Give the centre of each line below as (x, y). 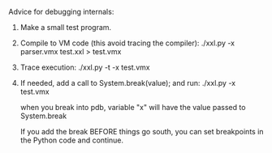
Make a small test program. (66, 27)
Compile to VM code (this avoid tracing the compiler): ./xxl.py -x (127, 43)
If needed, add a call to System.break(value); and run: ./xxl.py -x (128, 83)
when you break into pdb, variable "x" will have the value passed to (133, 107)
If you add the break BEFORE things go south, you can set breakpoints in (142, 132)
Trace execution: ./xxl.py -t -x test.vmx (85, 67)
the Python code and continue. (72, 140)
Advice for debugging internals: (61, 12)
